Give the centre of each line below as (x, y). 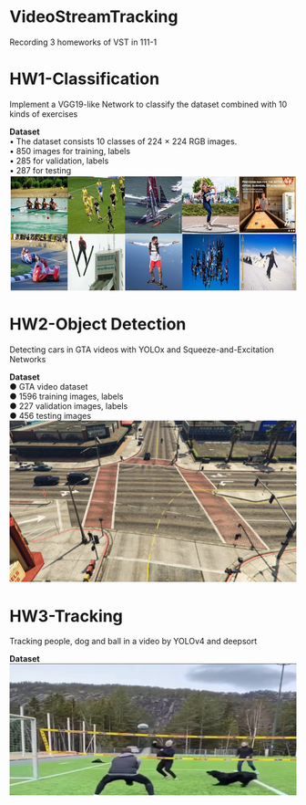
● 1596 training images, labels (66, 396)
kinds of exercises (44, 114)
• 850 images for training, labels (70, 151)
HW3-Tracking (66, 616)
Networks (28, 359)
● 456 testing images (51, 415)
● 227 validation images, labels (69, 406)
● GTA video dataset (49, 386)
